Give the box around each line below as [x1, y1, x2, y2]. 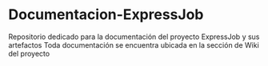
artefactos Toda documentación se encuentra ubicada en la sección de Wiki [8, 40, 260, 49]
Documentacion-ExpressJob [8, 6, 204, 24]
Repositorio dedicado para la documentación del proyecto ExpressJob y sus [8, 32, 260, 41]
